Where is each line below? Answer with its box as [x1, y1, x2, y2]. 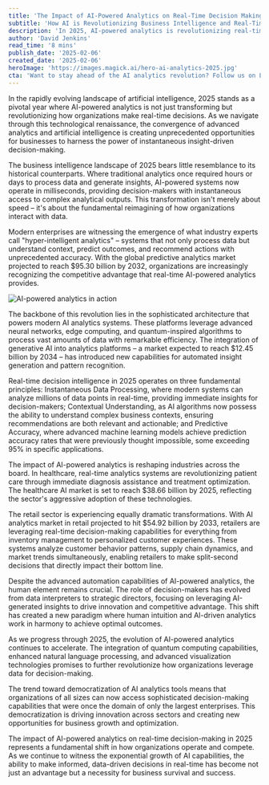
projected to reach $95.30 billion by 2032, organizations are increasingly [8, 261, 248, 270]
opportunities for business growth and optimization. [8, 718, 179, 727]
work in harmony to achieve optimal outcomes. [8, 619, 163, 628]
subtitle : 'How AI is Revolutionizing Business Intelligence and [8, 19, 231, 27]
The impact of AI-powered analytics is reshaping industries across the [8, 459, 240, 470]
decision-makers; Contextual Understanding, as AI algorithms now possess [8, 401, 257, 411]
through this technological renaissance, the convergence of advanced [8, 119, 240, 128]
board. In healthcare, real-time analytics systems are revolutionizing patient [8, 468, 258, 478]
